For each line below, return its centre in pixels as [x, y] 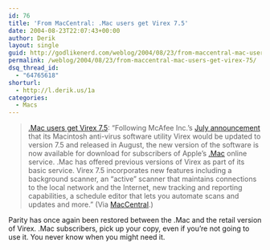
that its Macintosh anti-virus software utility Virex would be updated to [144, 136]
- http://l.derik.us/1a [55, 90]
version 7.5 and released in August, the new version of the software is [143, 145]
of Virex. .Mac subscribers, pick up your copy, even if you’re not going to [129, 228]
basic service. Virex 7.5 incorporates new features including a [130, 171]
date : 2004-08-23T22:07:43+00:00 [64, 30]
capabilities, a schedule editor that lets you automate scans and [133, 196]
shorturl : [25, 83]
